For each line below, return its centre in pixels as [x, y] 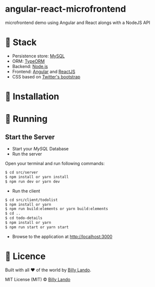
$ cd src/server [22, 172]
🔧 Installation [32, 97]
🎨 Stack [21, 42]
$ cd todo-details [24, 218]
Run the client [26, 191]
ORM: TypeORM [28, 61]
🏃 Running [26, 119]
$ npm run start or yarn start [37, 227]
